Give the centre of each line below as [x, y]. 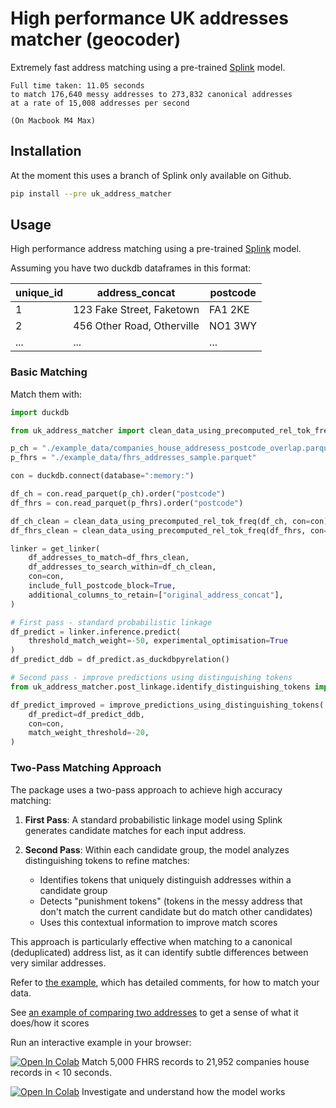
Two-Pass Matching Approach [86, 768]
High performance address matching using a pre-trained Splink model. [156, 249]
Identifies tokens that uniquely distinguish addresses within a [165, 879]
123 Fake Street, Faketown [136, 310]
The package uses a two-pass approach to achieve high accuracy [146, 789]
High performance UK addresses [149, 18]
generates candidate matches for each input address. [135, 830]
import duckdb [40, 412]
